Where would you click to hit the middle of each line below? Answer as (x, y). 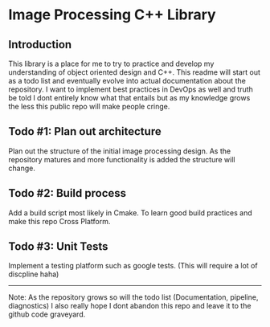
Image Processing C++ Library (112, 15)
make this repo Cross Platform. (59, 221)
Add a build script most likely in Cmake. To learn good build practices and (130, 213)
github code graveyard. (47, 314)
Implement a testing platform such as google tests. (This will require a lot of (133, 266)
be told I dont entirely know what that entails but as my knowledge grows (129, 98)
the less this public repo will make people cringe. (89, 106)
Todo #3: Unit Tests (58, 247)
